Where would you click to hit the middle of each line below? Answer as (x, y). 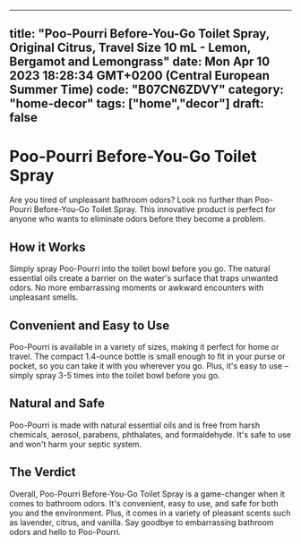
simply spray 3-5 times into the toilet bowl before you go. (115, 375)
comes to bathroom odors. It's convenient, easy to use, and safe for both (144, 503)
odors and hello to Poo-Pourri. (65, 531)
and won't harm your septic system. (76, 444)
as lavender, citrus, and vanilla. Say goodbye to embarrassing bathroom (142, 522)
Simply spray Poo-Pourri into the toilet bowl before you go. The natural (140, 268)
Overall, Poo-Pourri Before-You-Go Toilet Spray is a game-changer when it (147, 494)
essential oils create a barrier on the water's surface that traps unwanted (144, 278)
